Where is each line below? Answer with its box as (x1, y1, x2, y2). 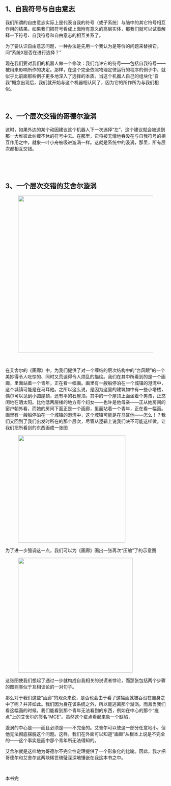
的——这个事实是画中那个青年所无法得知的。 (5, 738, 99, 744)
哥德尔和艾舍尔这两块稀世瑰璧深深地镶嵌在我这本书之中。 (5, 754, 126, 761)
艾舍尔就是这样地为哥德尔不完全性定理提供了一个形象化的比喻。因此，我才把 (5, 748, 166, 754)
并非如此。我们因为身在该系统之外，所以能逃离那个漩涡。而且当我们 (22, 701, 166, 707)
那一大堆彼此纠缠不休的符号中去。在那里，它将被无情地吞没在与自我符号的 (5, 133, 161, 139)
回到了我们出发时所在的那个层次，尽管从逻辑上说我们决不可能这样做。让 (14, 418, 166, 424)
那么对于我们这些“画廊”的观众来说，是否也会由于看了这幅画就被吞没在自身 (5, 695, 161, 701)
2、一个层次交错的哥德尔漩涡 (5, 112, 97, 121)
